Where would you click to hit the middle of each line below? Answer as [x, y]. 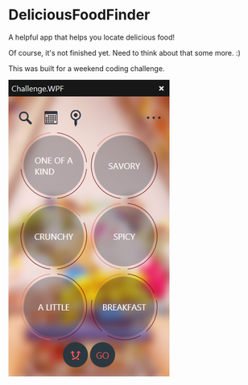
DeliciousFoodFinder [79, 15]
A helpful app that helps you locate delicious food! [92, 37]
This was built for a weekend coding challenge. [87, 68]
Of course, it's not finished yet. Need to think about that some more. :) [125, 52]
